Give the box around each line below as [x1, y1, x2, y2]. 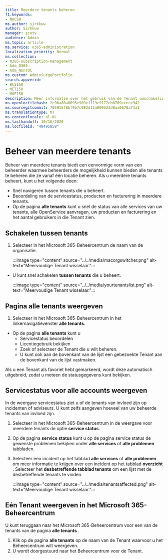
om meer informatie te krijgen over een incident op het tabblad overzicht [12, 461, 163, 467]
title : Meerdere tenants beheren [5, 7, 75, 13]
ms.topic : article [5, 40, 43, 45]
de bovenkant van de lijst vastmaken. [19, 357, 96, 363]
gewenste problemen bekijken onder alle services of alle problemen [12, 440, 154, 446]
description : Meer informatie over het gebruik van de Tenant [5, 96, 137, 101]
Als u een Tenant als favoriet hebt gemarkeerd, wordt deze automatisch [5, 366, 152, 372]
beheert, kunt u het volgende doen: [5, 178, 78, 184]
